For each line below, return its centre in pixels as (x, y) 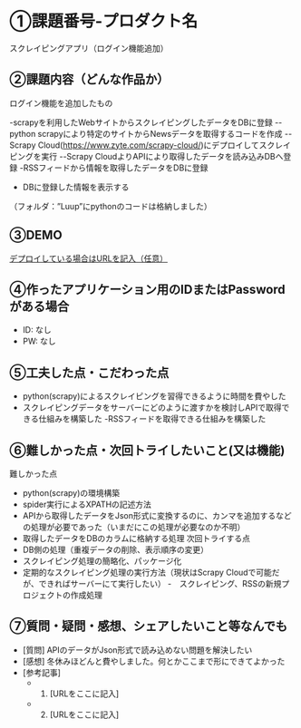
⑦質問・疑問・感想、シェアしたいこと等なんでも (149, 626)
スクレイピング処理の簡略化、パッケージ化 (102, 561)
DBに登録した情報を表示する (76, 187)
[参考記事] (42, 672)
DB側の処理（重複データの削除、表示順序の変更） (116, 549)
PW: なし (39, 341)
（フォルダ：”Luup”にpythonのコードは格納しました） (111, 206)
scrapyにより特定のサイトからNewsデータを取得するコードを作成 (160, 133)
